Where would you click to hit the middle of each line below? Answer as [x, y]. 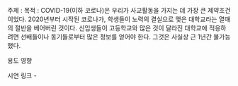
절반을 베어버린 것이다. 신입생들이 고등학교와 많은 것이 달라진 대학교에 [111, 28]
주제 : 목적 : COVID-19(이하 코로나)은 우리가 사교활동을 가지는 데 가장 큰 [107, 10]
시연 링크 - [22, 75]
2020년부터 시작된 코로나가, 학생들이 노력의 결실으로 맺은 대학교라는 [123, 19]
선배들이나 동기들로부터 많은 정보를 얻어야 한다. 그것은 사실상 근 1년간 [116, 37]
